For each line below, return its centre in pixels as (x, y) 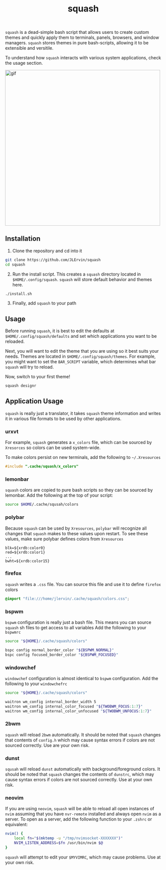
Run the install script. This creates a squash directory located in (77, 274)
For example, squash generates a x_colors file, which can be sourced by (79, 442)
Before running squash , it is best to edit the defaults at (60, 331)
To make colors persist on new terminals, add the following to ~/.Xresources (83, 457)
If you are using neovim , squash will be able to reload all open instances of (80, 809)
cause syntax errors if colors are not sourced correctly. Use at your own (79, 780)
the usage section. (24, 63)
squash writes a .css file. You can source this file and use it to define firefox (83, 584)
